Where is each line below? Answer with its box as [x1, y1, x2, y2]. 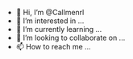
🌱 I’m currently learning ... [15, 25, 102, 33]
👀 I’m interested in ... [15, 16, 85, 26]
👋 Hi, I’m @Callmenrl [15, 8, 85, 17]
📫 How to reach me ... [15, 42, 91, 51]
